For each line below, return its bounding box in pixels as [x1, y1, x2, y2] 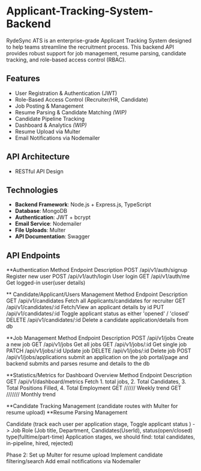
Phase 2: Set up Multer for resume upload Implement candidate [6, 451, 163, 458]
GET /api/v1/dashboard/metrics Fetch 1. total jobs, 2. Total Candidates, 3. [6, 378, 187, 386]
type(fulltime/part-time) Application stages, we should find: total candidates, [6, 433, 196, 440]
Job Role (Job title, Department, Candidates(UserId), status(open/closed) [11, 427, 193, 434]
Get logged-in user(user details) [6, 279, 86, 286]
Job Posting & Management [14, 102, 84, 109]
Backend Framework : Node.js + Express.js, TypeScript [14, 201, 151, 208]
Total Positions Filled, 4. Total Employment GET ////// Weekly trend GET [6, 384, 182, 392]
